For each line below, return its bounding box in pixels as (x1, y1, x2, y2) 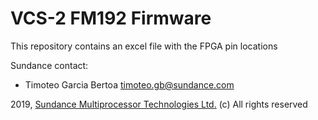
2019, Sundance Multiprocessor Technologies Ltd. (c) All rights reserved (10, 98, 308, 110)
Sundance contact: (10, 59, 89, 71)
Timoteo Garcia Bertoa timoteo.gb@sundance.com (24, 78, 235, 91)
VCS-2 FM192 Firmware (10, 7, 212, 30)
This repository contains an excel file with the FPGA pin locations (10, 40, 278, 52)
